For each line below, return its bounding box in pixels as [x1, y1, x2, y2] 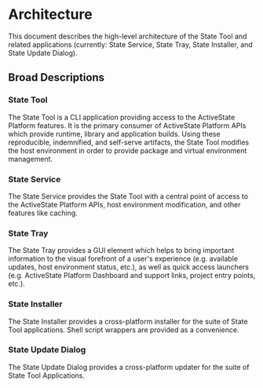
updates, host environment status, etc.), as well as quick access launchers [8, 262, 250, 272]
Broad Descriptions [8, 71, 104, 84]
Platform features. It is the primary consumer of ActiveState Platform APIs [8, 120, 247, 130]
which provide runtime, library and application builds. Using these [8, 129, 221, 138]
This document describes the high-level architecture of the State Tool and [8, 31, 247, 41]
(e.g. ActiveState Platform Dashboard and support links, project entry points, [8, 271, 256, 280]
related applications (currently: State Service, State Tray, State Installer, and [8, 39, 253, 49]
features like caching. [8, 208, 79, 218]
